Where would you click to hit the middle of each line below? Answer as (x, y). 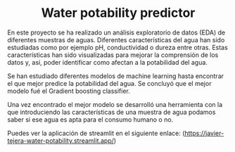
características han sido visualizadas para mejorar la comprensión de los (113, 55)
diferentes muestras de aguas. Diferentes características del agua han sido (116, 39)
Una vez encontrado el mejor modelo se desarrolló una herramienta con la (115, 104)
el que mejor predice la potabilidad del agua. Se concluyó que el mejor (109, 83)
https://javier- (204, 133)
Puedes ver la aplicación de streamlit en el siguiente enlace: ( (96, 133)
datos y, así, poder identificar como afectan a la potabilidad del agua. (107, 62)
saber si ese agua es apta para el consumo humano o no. (90, 119)
